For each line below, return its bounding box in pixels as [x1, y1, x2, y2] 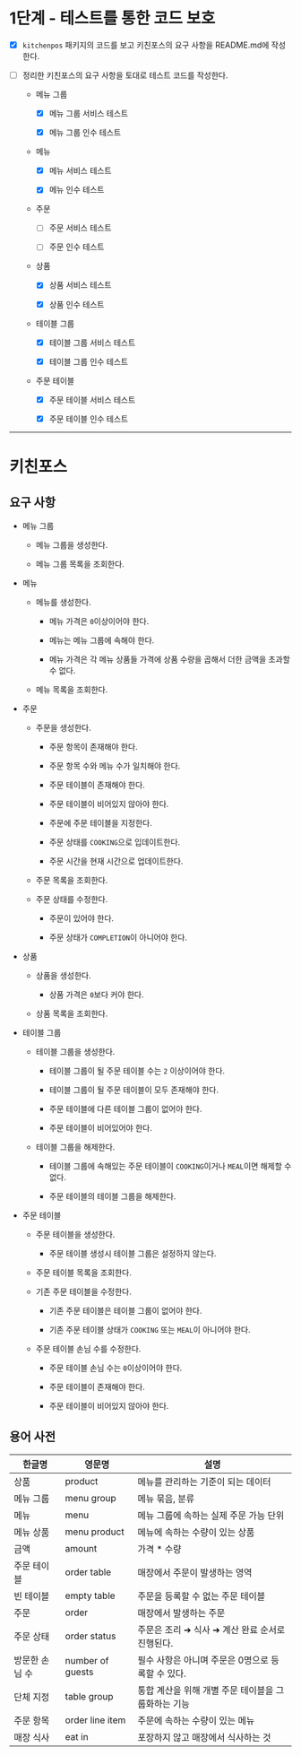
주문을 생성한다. [35, 722, 91, 733]
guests [64, 1665, 94, 1678]
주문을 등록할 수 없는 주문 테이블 [137, 1589, 266, 1602]
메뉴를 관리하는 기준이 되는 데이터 [137, 1475, 271, 1488]
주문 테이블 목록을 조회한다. [35, 1266, 132, 1278]
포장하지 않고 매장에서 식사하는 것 [137, 1731, 271, 1743]
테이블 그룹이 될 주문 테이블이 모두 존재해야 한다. [48, 1084, 219, 1095]
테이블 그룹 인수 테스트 [48, 356, 128, 367]
